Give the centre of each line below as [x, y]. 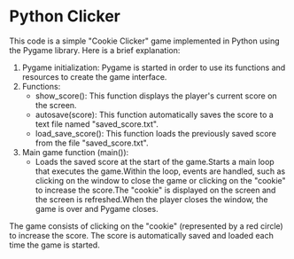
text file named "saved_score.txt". [97, 124]
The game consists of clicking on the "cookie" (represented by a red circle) [146, 226]
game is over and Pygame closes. [97, 208]
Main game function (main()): [75, 152]
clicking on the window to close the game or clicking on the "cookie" [160, 180]
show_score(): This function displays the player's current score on [156, 96]
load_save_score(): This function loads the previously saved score [156, 133]
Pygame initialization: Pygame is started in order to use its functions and [154, 67]
